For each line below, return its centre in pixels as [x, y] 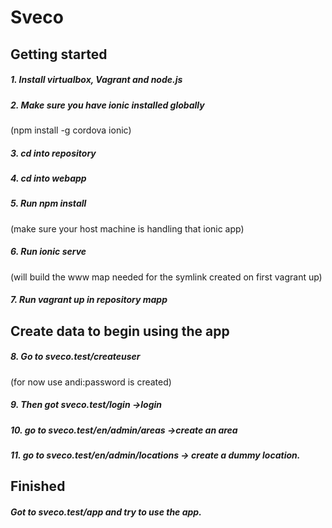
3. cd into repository [53, 153]
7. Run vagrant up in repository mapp [89, 300]
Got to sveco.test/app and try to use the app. [106, 512]
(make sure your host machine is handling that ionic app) [127, 228]
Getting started [59, 54]
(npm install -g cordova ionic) [71, 130]
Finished [38, 486]
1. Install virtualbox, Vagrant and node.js [96, 80]
